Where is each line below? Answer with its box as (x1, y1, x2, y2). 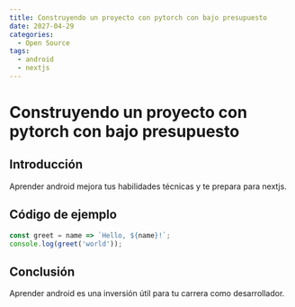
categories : (9, 30, 54, 39)
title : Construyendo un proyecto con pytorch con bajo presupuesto (9, 13, 268, 23)
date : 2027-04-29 (9, 22, 75, 31)
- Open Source (17, 38, 70, 48)
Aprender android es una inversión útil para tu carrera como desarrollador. (9, 288, 285, 299)
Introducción (9, 157, 84, 172)
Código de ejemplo (9, 207, 117, 222)
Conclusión (9, 264, 76, 279)
